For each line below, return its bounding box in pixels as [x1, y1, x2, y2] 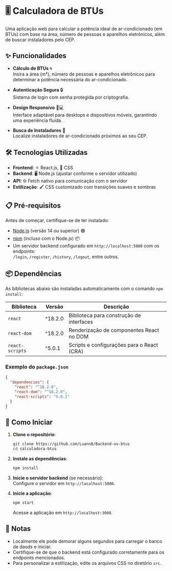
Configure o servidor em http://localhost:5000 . [12, 480, 115, 487]
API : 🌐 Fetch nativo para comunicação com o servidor [12, 177, 127, 184]
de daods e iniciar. [12, 543, 52, 549]
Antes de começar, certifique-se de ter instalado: [5, 218, 109, 224]
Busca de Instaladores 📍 [12, 127, 66, 133]
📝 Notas [5, 524, 31, 533]
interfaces [69, 318, 93, 326]
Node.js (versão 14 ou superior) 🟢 [12, 228, 85, 234]
